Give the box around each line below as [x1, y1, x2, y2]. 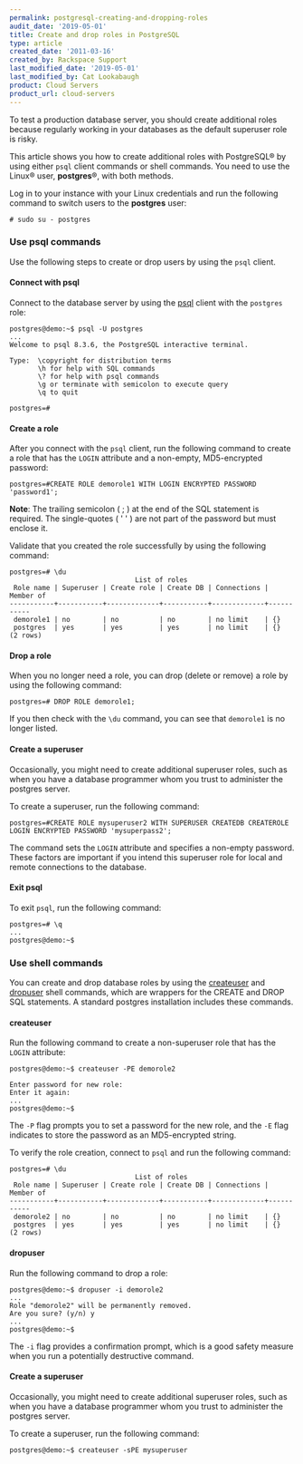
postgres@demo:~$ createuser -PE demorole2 [9, 1064, 176, 1074]
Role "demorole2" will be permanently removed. [9, 1301, 193, 1310]
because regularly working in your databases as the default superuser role [9, 123, 288, 134]
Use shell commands [9, 956, 104, 969]
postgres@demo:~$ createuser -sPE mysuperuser [9, 1445, 188, 1455]
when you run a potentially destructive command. [9, 1350, 194, 1361]
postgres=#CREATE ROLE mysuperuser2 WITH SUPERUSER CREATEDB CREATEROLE [9, 818, 289, 828]
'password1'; [9, 488, 59, 497]
